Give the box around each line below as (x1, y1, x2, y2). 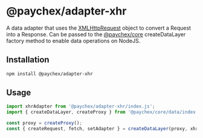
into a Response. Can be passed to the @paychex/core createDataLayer (6, 30, 186, 38)
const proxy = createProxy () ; (6, 120, 83, 126)
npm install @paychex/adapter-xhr (6, 71, 94, 77)
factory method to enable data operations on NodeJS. (6, 37, 141, 44)
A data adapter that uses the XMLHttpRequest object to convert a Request (6, 24, 192, 31)
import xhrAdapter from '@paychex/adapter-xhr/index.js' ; (6, 103, 155, 110)
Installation (6, 54, 50, 65)
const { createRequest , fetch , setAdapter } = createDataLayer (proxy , (6, 126, 188, 132)
